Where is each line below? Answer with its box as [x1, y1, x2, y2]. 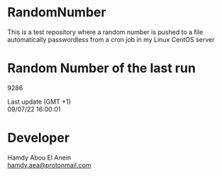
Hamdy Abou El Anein [7, 153, 72, 162]
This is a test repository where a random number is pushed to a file [7, 28, 204, 36]
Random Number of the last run [7, 60, 196, 77]
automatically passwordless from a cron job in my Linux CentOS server [7, 35, 215, 43]
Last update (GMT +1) [7, 97, 71, 106]
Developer [7, 130, 70, 146]
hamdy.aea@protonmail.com [7, 160, 91, 169]
